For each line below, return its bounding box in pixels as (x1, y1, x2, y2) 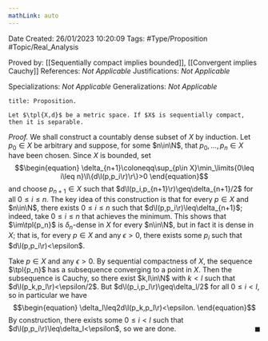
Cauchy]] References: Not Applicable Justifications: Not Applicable (8, 65, 230, 76)
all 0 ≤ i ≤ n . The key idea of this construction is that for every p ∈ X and (8, 195, 250, 204)
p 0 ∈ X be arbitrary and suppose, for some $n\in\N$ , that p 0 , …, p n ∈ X (8, 141, 244, 152)
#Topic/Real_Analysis (8, 42, 79, 52)
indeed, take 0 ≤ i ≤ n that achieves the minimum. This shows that (8, 212, 226, 221)
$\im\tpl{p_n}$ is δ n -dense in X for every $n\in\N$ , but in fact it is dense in (8, 220, 254, 232)
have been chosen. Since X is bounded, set (8, 151, 152, 161)
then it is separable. (8, 117, 84, 126)
